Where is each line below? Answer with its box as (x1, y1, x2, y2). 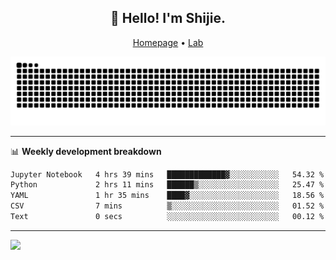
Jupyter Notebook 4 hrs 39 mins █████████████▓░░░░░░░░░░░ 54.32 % (10, 169, 325, 180)
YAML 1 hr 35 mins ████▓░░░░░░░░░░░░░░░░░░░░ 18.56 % (10, 191, 325, 201)
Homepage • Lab (132, 36, 204, 48)
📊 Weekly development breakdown (10, 145, 162, 157)
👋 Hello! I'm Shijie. (110, 10, 226, 27)
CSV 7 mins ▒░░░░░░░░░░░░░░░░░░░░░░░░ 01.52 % (10, 201, 325, 211)
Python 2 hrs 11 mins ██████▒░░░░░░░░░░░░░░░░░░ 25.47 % (10, 180, 325, 190)
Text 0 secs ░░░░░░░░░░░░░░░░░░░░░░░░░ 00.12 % (10, 212, 325, 222)
